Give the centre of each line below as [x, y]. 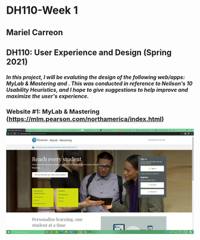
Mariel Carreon [35, 32]
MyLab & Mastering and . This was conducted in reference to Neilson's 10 [99, 83]
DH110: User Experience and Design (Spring [89, 52]
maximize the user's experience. [48, 96]
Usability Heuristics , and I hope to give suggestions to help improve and [97, 89]
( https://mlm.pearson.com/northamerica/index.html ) [85, 119]
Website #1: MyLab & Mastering [53, 111]
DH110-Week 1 [42, 10]
